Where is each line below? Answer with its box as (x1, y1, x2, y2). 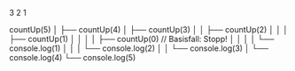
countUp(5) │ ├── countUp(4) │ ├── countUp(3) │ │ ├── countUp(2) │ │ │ (9, 25, 289, 34)
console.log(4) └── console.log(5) (9, 53, 136, 62)
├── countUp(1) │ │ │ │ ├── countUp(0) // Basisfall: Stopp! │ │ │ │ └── (9, 34, 275, 44)
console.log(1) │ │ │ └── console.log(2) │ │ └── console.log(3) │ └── (9, 43, 268, 53)
